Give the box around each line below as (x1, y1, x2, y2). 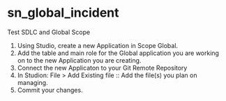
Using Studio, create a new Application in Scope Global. (17, 41, 179, 49)
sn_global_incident (7, 5, 120, 21)
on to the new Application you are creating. (17, 56, 142, 64)
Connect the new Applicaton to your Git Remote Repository (17, 63, 188, 72)
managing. (17, 78, 48, 86)
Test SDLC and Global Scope (7, 28, 91, 36)
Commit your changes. (17, 86, 83, 94)
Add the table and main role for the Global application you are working (17, 49, 220, 57)
